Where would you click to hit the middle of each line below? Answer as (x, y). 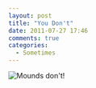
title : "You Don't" (41, 23)
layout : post (30, 16)
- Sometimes (36, 53)
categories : (28, 46)
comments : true (34, 38)
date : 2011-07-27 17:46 (48, 30)
